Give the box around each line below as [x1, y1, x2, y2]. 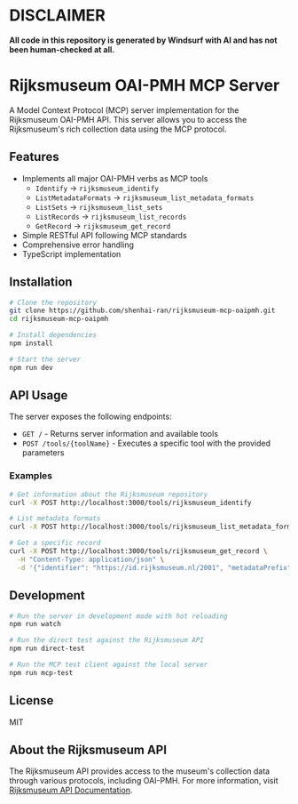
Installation [9, 275, 73, 290]
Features [9, 149, 59, 165]
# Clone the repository [9, 298, 98, 307]
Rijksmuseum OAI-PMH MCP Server [9, 76, 280, 96]
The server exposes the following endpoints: [9, 411, 172, 422]
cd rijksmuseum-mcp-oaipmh [9, 315, 109, 324]
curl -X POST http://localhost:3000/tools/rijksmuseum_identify [9, 498, 252, 507]
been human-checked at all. [9, 44, 115, 54]
